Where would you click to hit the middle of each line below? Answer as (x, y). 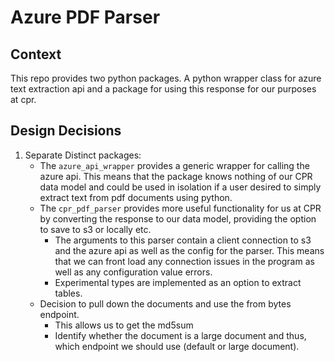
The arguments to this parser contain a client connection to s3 (183, 240)
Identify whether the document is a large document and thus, (180, 335)
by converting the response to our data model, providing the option (178, 218)
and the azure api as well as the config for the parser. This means (189, 250)
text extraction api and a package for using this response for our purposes (163, 89)
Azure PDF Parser (85, 17)
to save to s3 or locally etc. (95, 229)
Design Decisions (66, 131)
